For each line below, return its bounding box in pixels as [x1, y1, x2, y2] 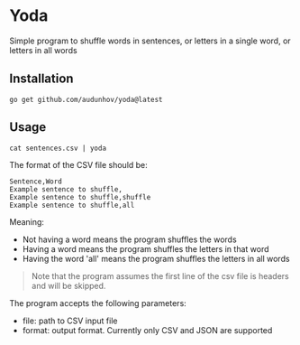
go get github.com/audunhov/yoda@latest [9, 95, 164, 104]
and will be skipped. [31, 280, 106, 291]
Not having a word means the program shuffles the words [22, 234, 237, 245]
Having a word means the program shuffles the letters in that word [22, 243, 269, 254]
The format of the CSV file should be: [9, 159, 149, 170]
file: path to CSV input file [22, 315, 118, 326]
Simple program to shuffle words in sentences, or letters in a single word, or [9, 35, 291, 46]
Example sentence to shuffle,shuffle [9, 192, 151, 201]
